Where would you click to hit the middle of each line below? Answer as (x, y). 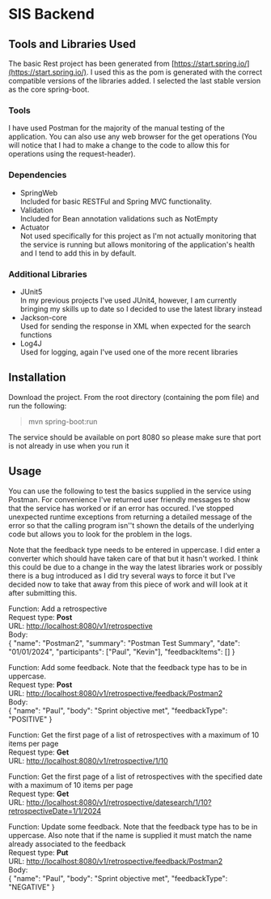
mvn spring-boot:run (63, 421)
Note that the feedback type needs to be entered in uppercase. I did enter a (134, 549)
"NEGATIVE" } (32, 887)
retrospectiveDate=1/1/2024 (55, 811)
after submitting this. (43, 592)
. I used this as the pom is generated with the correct (174, 72)
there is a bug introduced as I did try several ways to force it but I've (122, 575)
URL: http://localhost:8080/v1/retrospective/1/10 (88, 760)
